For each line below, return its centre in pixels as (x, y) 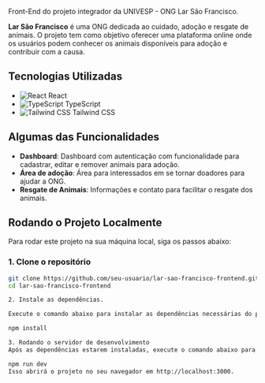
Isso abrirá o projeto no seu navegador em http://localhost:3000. (121, 371)
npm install (28, 329)
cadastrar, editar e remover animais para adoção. (99, 164)
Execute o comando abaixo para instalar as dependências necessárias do (130, 314)
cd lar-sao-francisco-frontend (60, 286)
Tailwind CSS (94, 112)
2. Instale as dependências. (56, 300)
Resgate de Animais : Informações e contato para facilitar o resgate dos (136, 189)
